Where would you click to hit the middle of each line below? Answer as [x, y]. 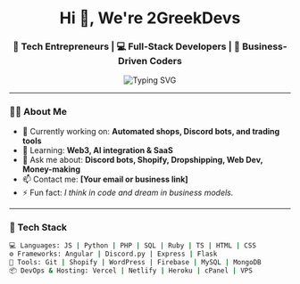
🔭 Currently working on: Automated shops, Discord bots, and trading [151, 131]
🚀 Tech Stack [38, 227]
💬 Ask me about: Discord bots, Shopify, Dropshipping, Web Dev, [142, 159]
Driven [133, 61]
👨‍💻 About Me [38, 112]
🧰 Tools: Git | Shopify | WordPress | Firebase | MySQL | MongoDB [135, 262]
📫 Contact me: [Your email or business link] [105, 179]
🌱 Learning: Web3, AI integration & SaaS [98, 150]
